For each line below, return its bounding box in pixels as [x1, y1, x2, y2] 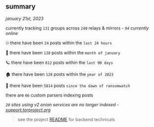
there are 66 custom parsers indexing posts [5, 92, 93, 98]
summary [5, 2, 36, 11]
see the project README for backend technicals [17, 116, 115, 122]
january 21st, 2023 [5, 15, 44, 21]
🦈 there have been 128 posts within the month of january [5, 50, 121, 56]
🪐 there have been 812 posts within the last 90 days [5, 60, 113, 65]
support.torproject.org [5, 107, 51, 113]
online [5, 30, 18, 36]
